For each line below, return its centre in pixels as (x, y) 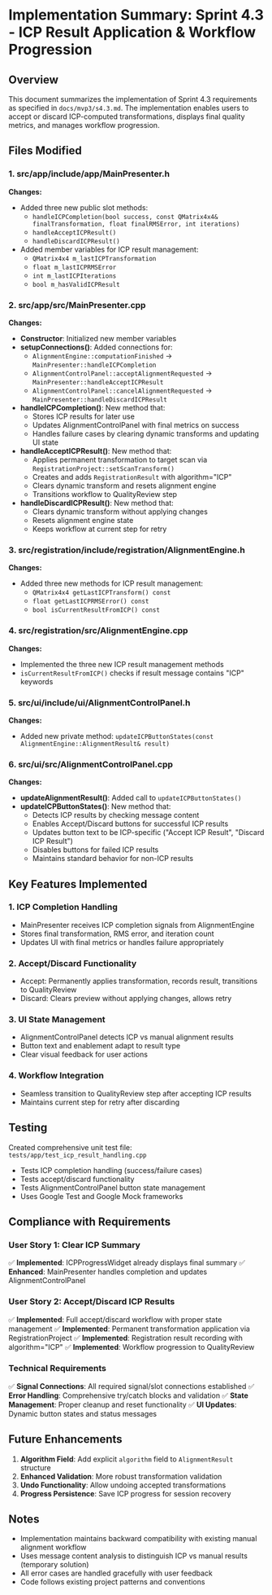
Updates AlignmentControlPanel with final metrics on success (136, 424)
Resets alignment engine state (83, 520)
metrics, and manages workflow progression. (84, 125)
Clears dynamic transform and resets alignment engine (124, 486)
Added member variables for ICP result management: (109, 249)
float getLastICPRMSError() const (91, 602)
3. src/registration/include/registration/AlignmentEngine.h (127, 550)
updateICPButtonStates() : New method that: (95, 806)
